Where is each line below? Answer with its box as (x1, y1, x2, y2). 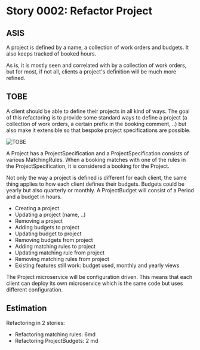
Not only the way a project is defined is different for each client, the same (6, 174, 187, 181)
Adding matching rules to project (14, 242, 96, 250)
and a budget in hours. (6, 193, 62, 200)
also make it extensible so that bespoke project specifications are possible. (6, 127, 191, 134)
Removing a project (14, 217, 63, 225)
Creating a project (14, 204, 60, 211)
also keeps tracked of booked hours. (6, 50, 97, 57)
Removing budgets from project (14, 236, 94, 243)
